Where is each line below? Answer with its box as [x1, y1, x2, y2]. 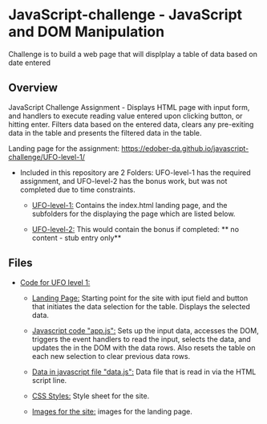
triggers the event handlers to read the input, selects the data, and [31, 334, 251, 344]
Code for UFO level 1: [19, 277, 91, 287]
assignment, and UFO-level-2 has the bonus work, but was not [19, 176, 228, 185]
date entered [8, 58, 51, 67]
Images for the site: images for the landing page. [31, 406, 192, 416]
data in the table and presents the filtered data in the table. [8, 128, 202, 137]
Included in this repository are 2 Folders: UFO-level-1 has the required [19, 167, 251, 177]
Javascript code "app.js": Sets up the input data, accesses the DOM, [31, 325, 259, 335]
